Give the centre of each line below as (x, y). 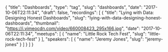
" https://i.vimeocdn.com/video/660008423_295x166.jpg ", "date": (73, 28)
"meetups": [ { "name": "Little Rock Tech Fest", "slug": (91, 34)
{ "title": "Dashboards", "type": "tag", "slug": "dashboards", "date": (74, 7)
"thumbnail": (47, 23)
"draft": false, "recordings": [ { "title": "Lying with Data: (98, 12)
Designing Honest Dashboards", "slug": (46, 18)
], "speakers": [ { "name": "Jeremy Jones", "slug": (93, 39)
